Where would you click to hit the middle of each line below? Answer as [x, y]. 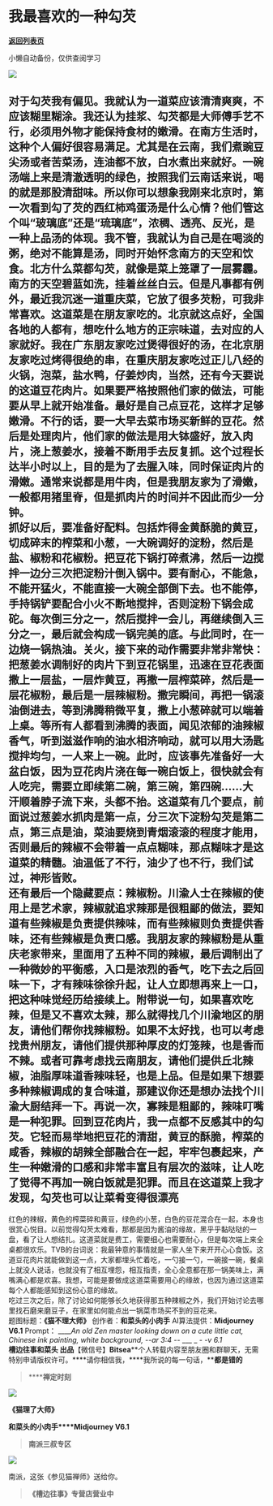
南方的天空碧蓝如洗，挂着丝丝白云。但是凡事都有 [131, 284]
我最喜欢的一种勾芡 [73, 17]
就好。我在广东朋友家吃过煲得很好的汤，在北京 [136, 345]
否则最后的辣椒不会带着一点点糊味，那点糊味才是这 [136, 848]
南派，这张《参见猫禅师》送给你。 [65, 1476]
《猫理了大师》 [33, 1409]
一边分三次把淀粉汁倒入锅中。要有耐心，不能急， [141, 573]
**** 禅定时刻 [49, 1377]
